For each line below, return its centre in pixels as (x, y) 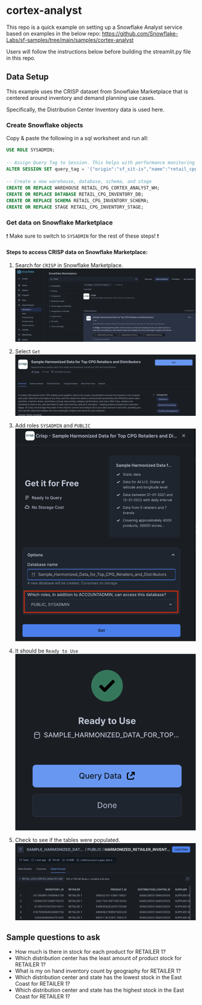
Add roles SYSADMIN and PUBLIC (53, 425)
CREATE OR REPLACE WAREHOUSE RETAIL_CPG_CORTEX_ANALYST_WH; (83, 188)
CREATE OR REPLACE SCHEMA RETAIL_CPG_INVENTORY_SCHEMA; (78, 201)
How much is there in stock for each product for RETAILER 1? (90, 952)
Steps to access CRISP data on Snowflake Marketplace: (77, 252)
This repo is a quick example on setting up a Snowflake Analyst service (94, 27)
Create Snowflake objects (45, 125)
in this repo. (21, 58)
